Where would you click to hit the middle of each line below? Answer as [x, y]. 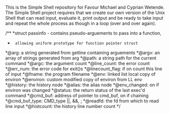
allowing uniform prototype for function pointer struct [76, 43]
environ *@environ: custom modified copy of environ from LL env [74, 79]
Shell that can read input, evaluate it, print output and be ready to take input [84, 18]
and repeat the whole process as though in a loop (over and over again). [81, 23]
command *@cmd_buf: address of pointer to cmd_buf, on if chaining [77, 96]
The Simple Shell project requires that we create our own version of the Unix [85, 13]
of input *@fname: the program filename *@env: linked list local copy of [80, 74]
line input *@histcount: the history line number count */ [63, 106]
